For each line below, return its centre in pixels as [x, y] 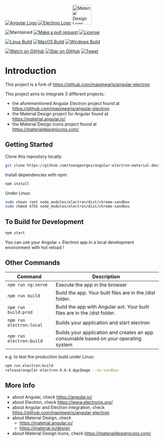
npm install [17, 184]
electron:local [25, 325]
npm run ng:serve [28, 285]
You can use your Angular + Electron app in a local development [70, 242]
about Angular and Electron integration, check [58, 407]
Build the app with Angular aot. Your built [102, 307]
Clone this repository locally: [34, 156]
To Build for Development [44, 221]
